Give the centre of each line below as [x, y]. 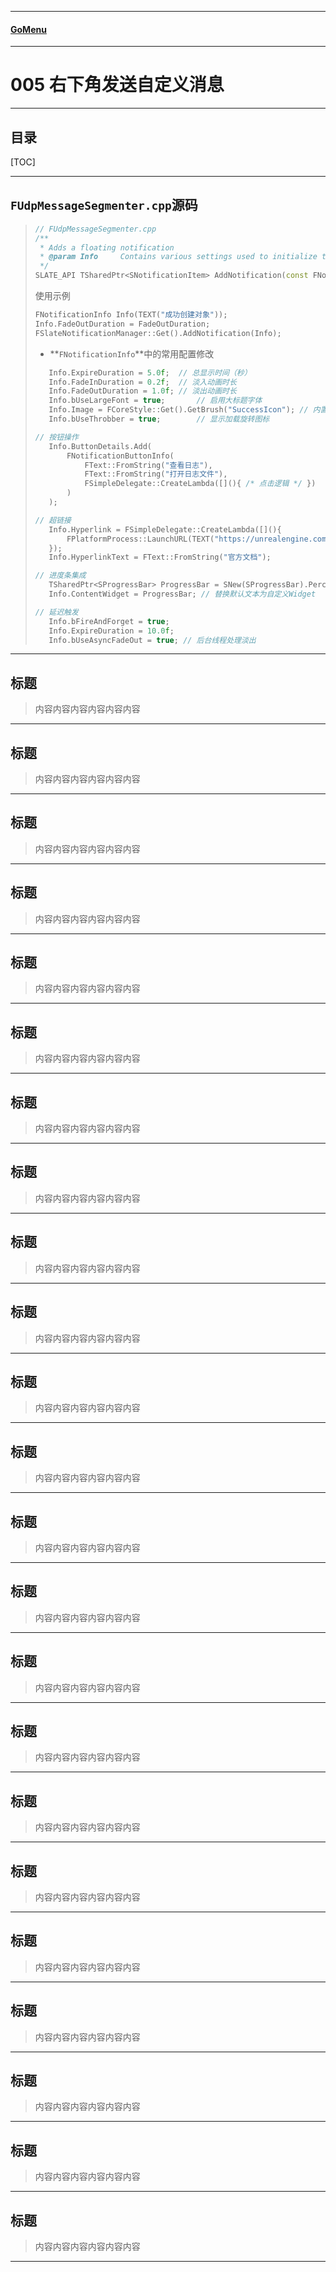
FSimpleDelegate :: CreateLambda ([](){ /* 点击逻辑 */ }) [200, 484]
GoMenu [28, 29]
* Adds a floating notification [107, 247]
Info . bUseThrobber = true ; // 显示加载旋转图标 [159, 419]
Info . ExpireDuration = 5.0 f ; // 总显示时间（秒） [150, 372]
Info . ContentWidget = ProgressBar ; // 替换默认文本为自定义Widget [182, 594]
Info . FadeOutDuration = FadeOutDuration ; [122, 324]
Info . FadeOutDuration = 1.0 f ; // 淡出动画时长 [142, 391]
